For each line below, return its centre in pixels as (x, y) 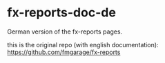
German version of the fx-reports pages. (65, 32)
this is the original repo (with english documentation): (83, 45)
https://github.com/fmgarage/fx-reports (64, 52)
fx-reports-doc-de (61, 13)
